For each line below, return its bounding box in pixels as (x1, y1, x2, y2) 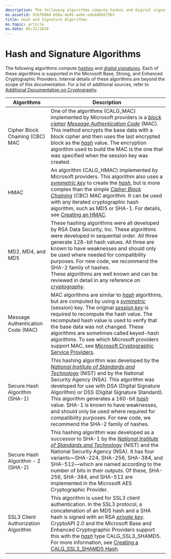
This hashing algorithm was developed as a (50, 429, 154, 436)
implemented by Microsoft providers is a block (50, 114, 162, 121)
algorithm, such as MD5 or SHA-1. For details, (50, 205, 162, 212)
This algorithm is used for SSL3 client (50, 494, 140, 501)
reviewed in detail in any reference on (50, 277, 141, 284)
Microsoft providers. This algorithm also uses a (50, 173, 163, 180)
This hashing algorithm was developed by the (50, 357, 159, 364)
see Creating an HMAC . (50, 211, 107, 218)
